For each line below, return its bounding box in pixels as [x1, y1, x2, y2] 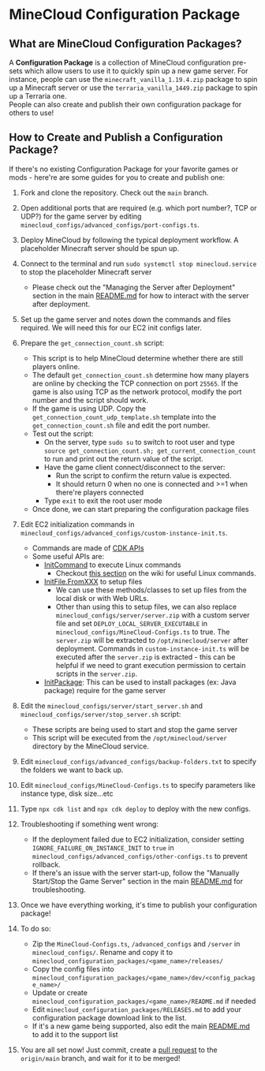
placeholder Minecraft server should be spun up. [20, 243, 180, 253]
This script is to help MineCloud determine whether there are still [32, 353, 244, 363]
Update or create [32, 987, 88, 997]
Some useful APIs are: [32, 551, 105, 561]
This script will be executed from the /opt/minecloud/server [32, 733, 227, 742]
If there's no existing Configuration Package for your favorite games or [9, 164, 239, 174]
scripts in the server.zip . [55, 669, 137, 678]
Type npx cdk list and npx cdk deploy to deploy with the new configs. [20, 804, 251, 813]
